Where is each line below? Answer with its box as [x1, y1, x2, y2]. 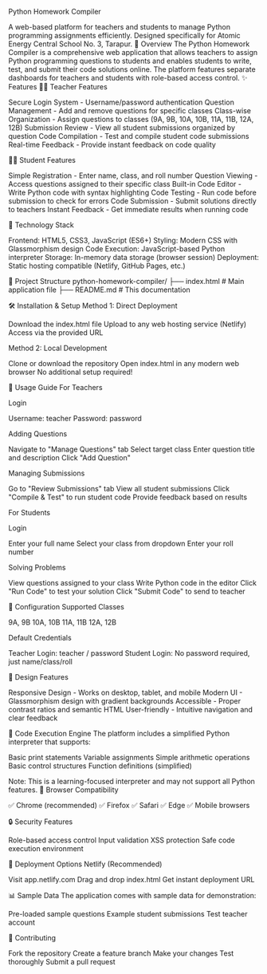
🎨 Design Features [8, 672, 69, 681]
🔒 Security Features [8, 817, 73, 826]
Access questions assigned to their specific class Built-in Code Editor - [8, 179, 241, 188]
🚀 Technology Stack [8, 220, 74, 230]
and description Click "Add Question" [8, 453, 132, 462]
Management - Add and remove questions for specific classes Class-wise [8, 106, 252, 115]
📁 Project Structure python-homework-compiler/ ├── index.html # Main [8, 277, 245, 286]
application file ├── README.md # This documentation [8, 285, 191, 294]
